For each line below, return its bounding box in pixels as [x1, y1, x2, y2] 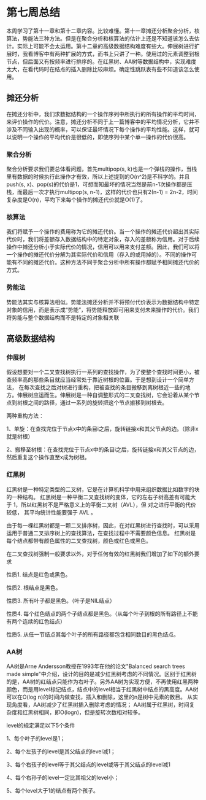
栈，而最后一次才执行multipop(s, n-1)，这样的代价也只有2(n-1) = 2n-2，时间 [6, 188, 198, 196]
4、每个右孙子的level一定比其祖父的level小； [6, 774, 120, 781]
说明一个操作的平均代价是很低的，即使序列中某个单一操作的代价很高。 [11, 133, 189, 141]
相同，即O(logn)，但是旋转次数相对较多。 [38, 709, 144, 716]
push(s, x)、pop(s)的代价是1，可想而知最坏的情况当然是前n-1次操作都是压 [6, 181, 193, 188]
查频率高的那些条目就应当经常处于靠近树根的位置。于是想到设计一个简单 [6, 376, 189, 384]
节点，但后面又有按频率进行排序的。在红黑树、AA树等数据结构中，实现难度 [6, 58, 197, 65]
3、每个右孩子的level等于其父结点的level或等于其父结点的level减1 [6, 761, 170, 768]
